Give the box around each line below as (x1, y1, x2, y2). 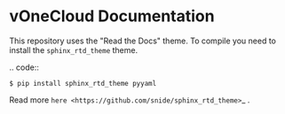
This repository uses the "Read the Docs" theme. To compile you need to (9, 35, 277, 46)
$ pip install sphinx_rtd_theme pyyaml (9, 79, 157, 87)
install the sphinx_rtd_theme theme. (9, 44, 139, 55)
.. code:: (9, 62, 40, 72)
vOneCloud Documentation (9, 6, 215, 27)
